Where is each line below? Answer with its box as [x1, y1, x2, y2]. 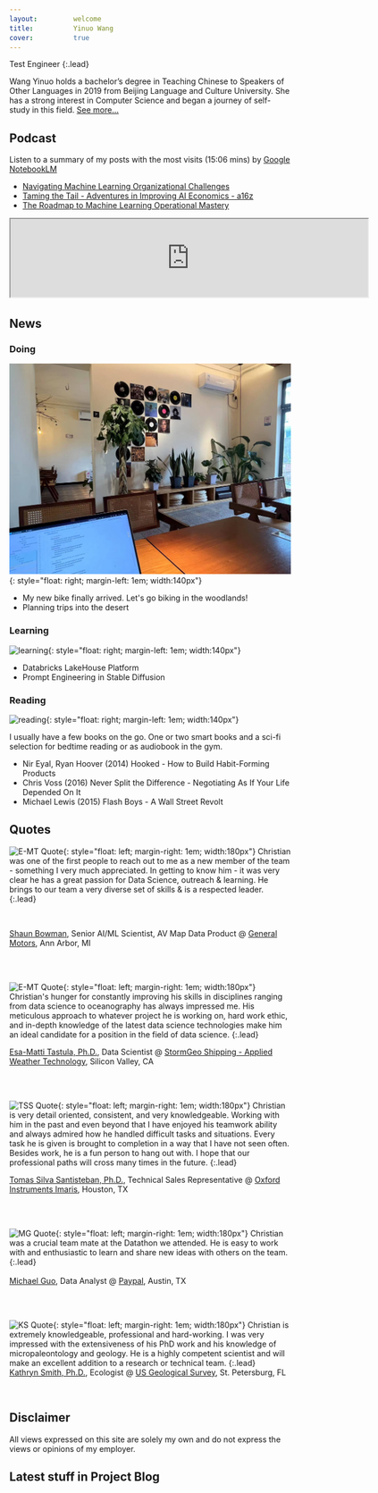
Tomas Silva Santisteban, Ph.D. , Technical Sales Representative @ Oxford [9, 1174, 281, 1185]
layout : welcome [9, 14, 102, 23]
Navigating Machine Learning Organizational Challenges [21, 181, 231, 192]
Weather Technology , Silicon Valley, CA [9, 1055, 155, 1067]
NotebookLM [9, 164, 58, 174]
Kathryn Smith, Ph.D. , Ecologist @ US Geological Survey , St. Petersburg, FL [9, 1367, 287, 1378]
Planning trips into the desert [21, 602, 130, 613]
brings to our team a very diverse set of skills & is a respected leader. [9, 884, 265, 894]
